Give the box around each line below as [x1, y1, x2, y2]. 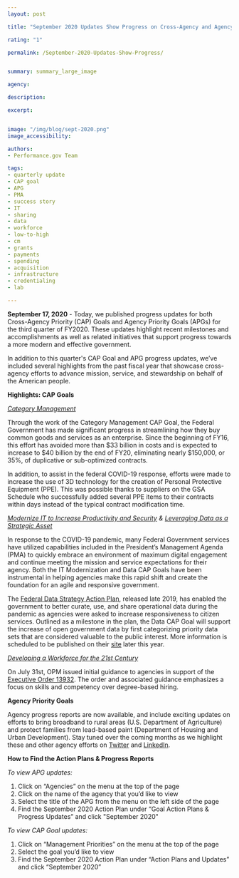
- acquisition [7, 264, 50, 272]
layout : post [7, 10, 46, 18]
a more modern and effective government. [7, 340, 132, 348]
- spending [7, 257, 40, 264]
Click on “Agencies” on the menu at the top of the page [17, 782, 180, 790]
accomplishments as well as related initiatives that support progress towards [7, 332, 232, 341]
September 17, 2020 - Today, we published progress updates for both [7, 309, 213, 318]
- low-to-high [7, 231, 50, 239]
